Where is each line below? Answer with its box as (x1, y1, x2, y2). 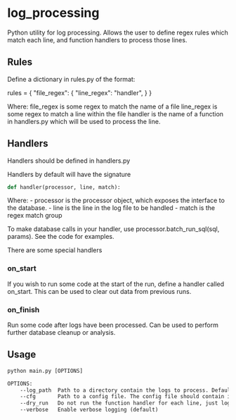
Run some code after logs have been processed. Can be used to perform (7, 321, 219, 329)
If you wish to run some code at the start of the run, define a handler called (7, 280, 225, 288)
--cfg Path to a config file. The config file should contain (20, 393, 225, 400)
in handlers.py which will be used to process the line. (7, 117, 161, 125)
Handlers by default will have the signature (7, 170, 131, 178)
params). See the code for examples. (7, 233, 114, 241)
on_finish (7, 304, 40, 314)
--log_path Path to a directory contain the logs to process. (20, 386, 209, 394)
